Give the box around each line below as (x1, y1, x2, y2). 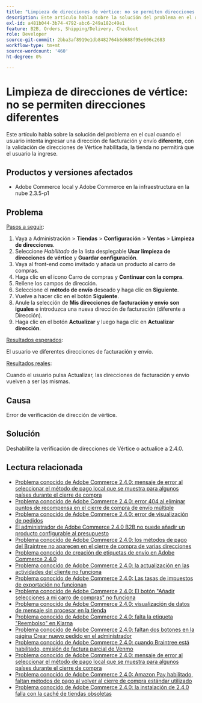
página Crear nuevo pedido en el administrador (14, 632, 132, 640)
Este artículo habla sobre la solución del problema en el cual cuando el (6, 130, 182, 138)
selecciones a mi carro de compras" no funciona (14, 594, 136, 601)
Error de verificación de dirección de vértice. (6, 412, 117, 418)
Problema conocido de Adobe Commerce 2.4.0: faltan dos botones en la (14, 626, 195, 633)
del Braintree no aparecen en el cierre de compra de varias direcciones (14, 542, 192, 550)
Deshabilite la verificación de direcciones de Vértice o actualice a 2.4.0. (6, 445, 184, 452)
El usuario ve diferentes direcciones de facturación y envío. (6, 348, 153, 355)
